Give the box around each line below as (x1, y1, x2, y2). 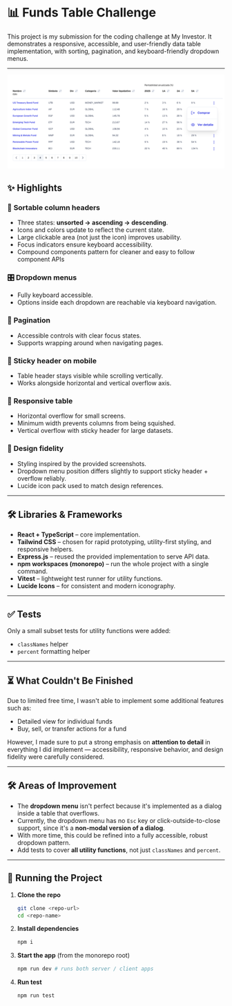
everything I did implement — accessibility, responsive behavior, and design (7, 746, 224, 754)
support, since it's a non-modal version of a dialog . (17, 824, 165, 832)
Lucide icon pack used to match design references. (17, 481, 164, 490)
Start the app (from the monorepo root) (17, 951, 130, 960)
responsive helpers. (17, 545, 74, 554)
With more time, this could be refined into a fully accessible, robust (17, 831, 209, 839)
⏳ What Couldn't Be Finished (7, 675, 133, 686)
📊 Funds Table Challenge (7, 5, 157, 21)
